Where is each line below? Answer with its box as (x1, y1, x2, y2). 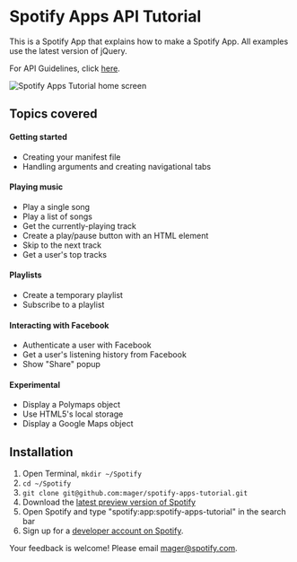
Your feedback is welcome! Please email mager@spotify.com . (9, 543, 238, 554)
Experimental (9, 379, 61, 390)
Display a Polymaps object (22, 400, 121, 410)
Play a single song (22, 201, 91, 212)
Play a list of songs (22, 211, 92, 222)
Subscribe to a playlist (22, 299, 105, 310)
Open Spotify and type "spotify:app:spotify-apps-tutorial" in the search (22, 506, 287, 517)
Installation (9, 444, 74, 460)
